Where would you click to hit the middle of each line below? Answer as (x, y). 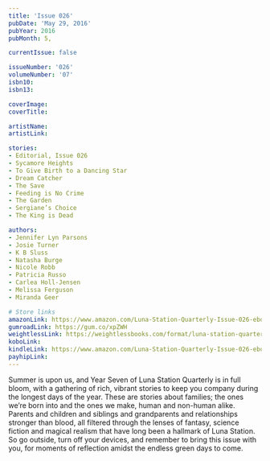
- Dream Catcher (35, 178)
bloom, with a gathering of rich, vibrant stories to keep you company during (133, 388)
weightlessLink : (35, 335)
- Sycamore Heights (41, 163)
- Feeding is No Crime (46, 193)
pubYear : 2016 (32, 31)
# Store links (32, 312)
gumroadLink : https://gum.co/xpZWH (68, 327)
